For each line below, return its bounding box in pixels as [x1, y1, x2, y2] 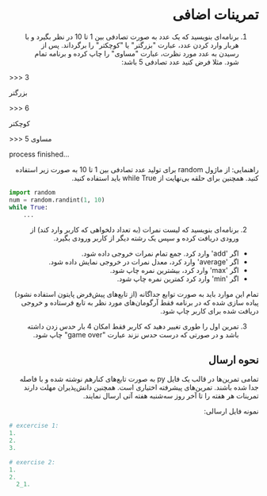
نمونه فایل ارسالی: [204, 406, 259, 416]
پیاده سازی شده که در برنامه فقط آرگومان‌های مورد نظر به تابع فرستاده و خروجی [21, 298, 259, 307]
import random [9, 188, 56, 196]
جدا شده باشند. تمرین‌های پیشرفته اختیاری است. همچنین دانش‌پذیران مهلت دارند [23, 383, 259, 392]
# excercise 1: [9, 422, 59, 430]
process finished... [9, 149, 70, 159]
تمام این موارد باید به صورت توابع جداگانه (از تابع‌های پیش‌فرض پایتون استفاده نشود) [13, 290, 259, 299]
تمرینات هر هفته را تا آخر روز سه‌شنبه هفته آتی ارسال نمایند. [82, 391, 259, 401]
